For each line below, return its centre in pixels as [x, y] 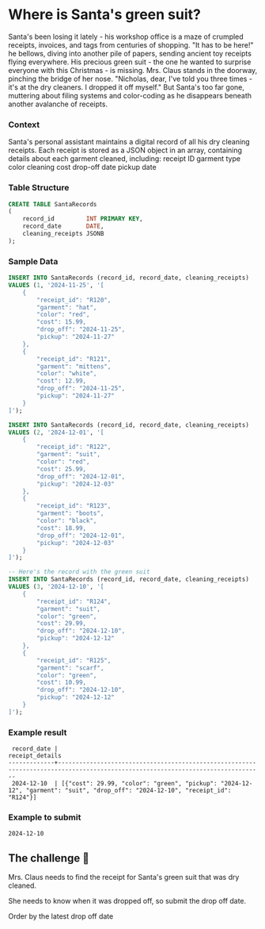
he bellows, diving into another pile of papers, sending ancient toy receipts [130, 53]
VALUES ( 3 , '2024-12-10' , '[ [56, 587]
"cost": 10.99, [62, 683]
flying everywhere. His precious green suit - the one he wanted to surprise [130, 62]
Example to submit [45, 817]
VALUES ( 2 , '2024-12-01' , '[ [56, 432]
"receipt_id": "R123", [74, 506]
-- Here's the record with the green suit [79, 572]
